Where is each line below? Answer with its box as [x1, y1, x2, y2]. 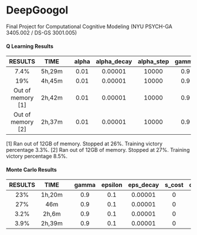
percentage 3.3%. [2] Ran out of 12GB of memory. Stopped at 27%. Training [6, 147, 190, 154]
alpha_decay [96, 57, 133, 66]
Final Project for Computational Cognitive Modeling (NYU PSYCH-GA [6, 23, 173, 30]
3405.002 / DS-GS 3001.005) [6, 29, 77, 36]
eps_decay [128, 181, 159, 189]
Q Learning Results [6, 42, 54, 50]
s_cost [164, 181, 184, 189]
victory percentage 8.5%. [6, 153, 68, 160]
